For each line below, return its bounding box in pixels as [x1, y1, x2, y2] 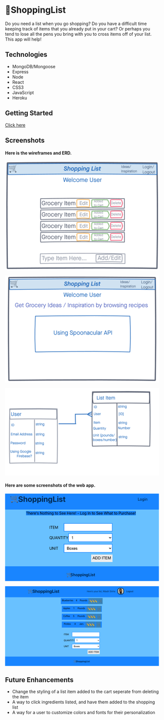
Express [12, 69, 29, 75]
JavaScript [12, 89, 34, 95]
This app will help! [5, 36, 41, 42]
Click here [5, 122, 26, 128]
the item [12, 694, 29, 700]
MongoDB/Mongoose [12, 63, 56, 69]
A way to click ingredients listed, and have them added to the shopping [12, 699, 155, 705]
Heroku [12, 95, 27, 101]
